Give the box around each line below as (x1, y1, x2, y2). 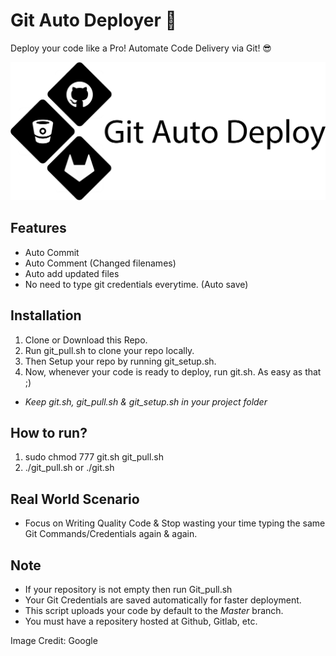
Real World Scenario (10, 490, 140, 508)
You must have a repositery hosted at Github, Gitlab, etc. (24, 615, 258, 627)
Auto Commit (24, 246, 80, 258)
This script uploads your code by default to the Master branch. (24, 604, 284, 616)
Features (10, 220, 67, 237)
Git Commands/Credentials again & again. (24, 528, 198, 540)
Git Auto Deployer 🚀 (10, 9, 177, 32)
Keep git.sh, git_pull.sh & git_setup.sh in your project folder (24, 395, 268, 408)
